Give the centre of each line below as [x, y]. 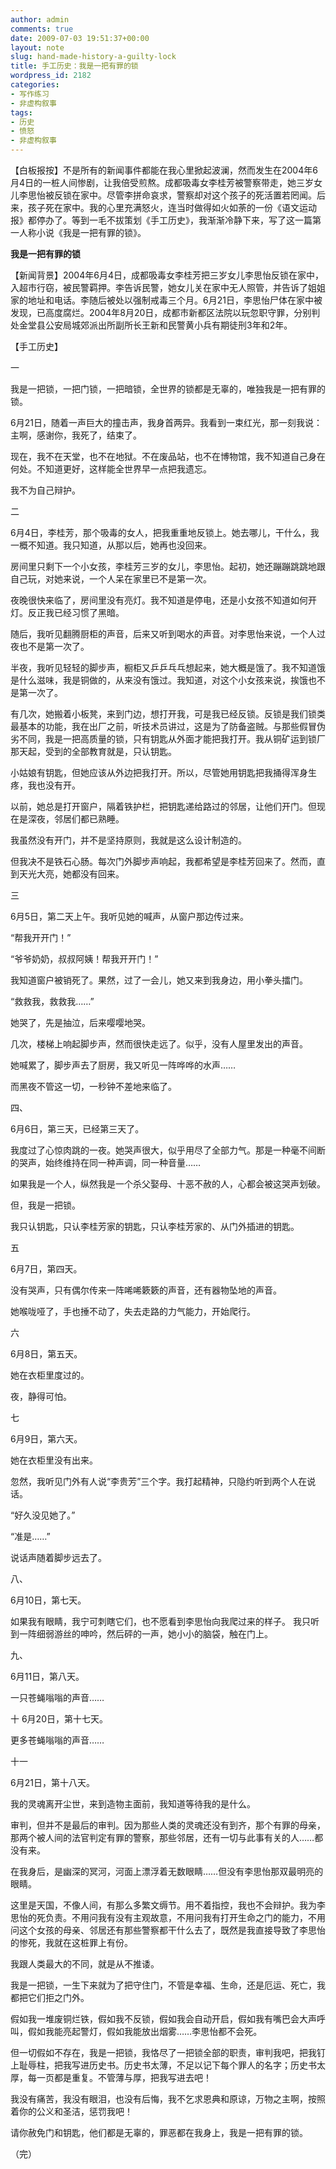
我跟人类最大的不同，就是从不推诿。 [85, 1964]
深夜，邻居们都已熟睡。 [76, 819]
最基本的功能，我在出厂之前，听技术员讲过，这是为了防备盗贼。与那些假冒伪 [168, 726]
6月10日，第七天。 [48, 1600]
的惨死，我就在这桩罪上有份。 [71, 1942]
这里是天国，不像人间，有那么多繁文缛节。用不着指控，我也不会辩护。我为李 [168, 1905]
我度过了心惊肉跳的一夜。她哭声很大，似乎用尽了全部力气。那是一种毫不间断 [168, 1150]
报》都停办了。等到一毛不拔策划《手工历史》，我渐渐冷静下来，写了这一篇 [161, 220]
